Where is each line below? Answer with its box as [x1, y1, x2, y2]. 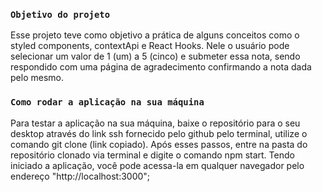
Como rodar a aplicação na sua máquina [10, 97, 205, 108]
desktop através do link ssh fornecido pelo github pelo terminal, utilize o [10, 127, 308, 139]
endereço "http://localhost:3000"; [10, 170, 151, 182]
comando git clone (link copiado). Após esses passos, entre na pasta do [10, 138, 308, 150]
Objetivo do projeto [10, 9, 111, 20]
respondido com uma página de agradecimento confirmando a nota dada [10, 61, 312, 73]
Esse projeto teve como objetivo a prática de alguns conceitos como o [10, 29, 300, 41]
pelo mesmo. [10, 72, 64, 84]
